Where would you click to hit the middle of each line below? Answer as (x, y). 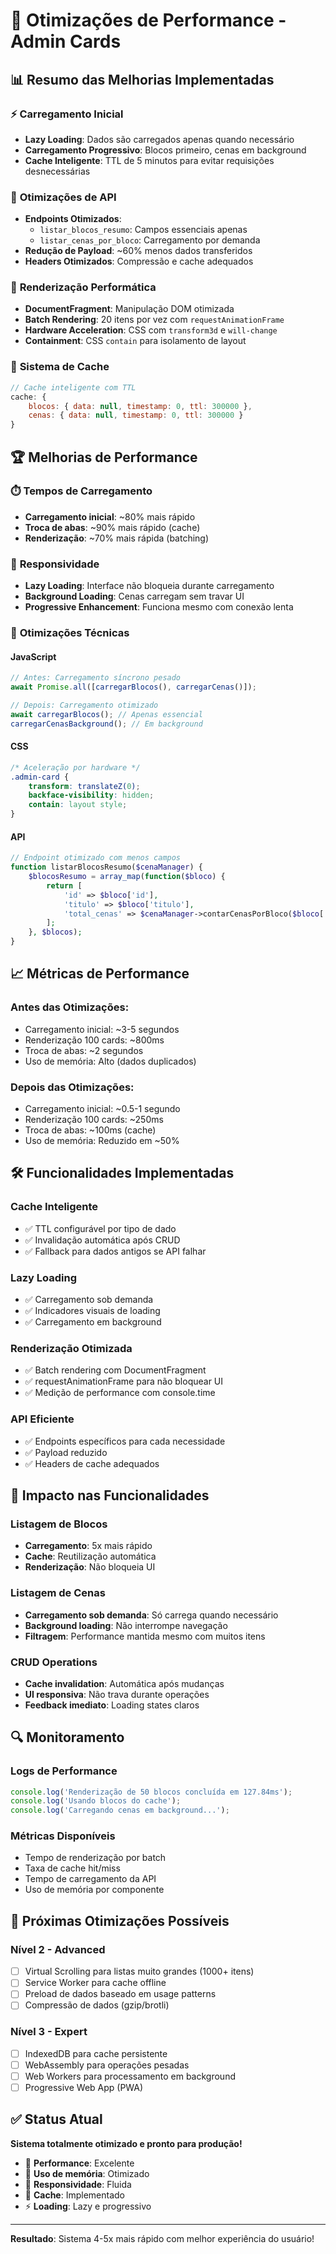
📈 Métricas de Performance (100, 974)
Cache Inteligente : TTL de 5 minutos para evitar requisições (149, 160)
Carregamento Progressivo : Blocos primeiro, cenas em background (165, 150)
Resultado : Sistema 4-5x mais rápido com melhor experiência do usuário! (162, 2238)
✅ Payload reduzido (66, 1452)
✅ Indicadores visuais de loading (92, 1310)
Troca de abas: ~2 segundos (84, 1050)
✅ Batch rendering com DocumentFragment (115, 1370)
